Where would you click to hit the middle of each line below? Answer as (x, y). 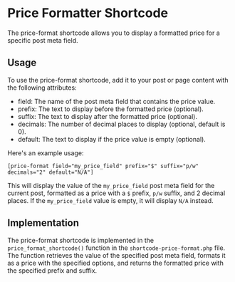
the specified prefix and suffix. (52, 270)
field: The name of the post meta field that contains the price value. (116, 101)
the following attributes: (42, 88)
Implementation (43, 223)
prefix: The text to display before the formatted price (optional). (111, 109)
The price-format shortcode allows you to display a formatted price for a (114, 33)
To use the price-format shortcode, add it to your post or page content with (118, 80)
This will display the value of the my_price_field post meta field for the (111, 185)
